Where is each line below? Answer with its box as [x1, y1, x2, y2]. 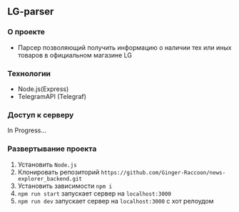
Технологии [7, 68, 51, 78]
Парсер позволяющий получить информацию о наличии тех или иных [17, 43, 232, 52]
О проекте [7, 27, 45, 37]
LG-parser [7, 6, 54, 18]
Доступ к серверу [7, 110, 74, 120]
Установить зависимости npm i [17, 181, 113, 190]
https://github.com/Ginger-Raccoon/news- [101, 169, 226, 176]
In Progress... [7, 126, 47, 134]
